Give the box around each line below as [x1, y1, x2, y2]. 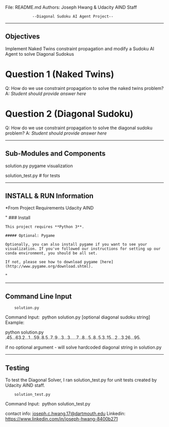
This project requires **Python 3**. [5, 225, 84, 230]
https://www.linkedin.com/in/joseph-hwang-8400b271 [5, 415, 118, 421]
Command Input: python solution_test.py [5, 400, 91, 406]
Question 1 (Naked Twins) [5, 69, 115, 80]
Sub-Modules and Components [5, 149, 106, 158]
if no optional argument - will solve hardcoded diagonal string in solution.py [5, 344, 162, 351]
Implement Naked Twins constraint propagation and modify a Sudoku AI [5, 45, 154, 52]
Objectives [5, 32, 40, 41]
